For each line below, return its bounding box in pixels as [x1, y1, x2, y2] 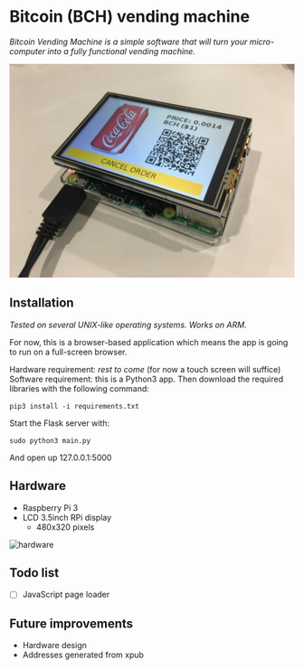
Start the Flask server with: [9, 418, 110, 429]
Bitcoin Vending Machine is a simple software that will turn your [9, 36, 248, 47]
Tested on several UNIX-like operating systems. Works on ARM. [9, 319, 247, 330]
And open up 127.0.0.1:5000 [9, 452, 112, 463]
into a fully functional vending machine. [47, 45, 196, 56]
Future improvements [9, 616, 134, 631]
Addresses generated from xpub [22, 649, 145, 661]
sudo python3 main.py [9, 436, 91, 445]
